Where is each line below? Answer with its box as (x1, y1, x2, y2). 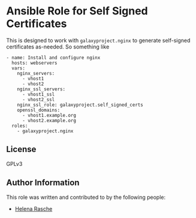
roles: (11, 123, 28, 129)
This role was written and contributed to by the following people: (6, 193, 166, 201)
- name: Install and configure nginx (6, 54, 101, 60)
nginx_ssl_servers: (17, 86, 66, 92)
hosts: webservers (11, 60, 58, 66)
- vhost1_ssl (22, 91, 55, 97)
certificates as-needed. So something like (6, 43, 110, 50)
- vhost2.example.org (22, 117, 77, 123)
